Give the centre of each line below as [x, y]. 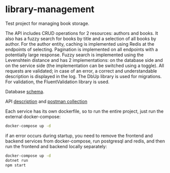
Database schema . [25, 91]
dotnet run [17, 160]
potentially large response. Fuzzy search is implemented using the [74, 55]
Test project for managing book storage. [47, 23]
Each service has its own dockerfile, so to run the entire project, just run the [84, 111]
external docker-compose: [33, 116]
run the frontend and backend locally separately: [56, 146]
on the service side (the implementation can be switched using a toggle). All [85, 65]
